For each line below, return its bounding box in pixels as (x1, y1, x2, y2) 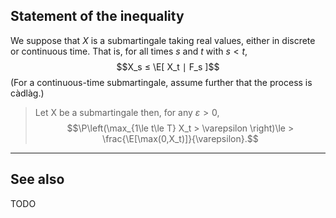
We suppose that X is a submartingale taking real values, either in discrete (10, 34, 316, 46)
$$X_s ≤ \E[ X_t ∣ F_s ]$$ (116, 60, 220, 73)
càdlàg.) (10, 87, 45, 99)
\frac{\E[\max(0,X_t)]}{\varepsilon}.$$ (102, 132, 259, 144)
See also (10, 171, 65, 188)
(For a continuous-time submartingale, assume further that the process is (10, 76, 313, 88)
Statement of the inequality (10, 8, 185, 25)
